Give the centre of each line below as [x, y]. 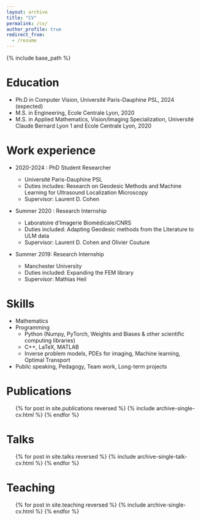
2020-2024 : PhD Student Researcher [63, 167]
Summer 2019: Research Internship [59, 254]
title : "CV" [21, 18]
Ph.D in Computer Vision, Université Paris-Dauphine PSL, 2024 [95, 99]
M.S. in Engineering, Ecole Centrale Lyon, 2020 [75, 113]
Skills [21, 304]
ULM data [37, 235]
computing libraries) [50, 340]
